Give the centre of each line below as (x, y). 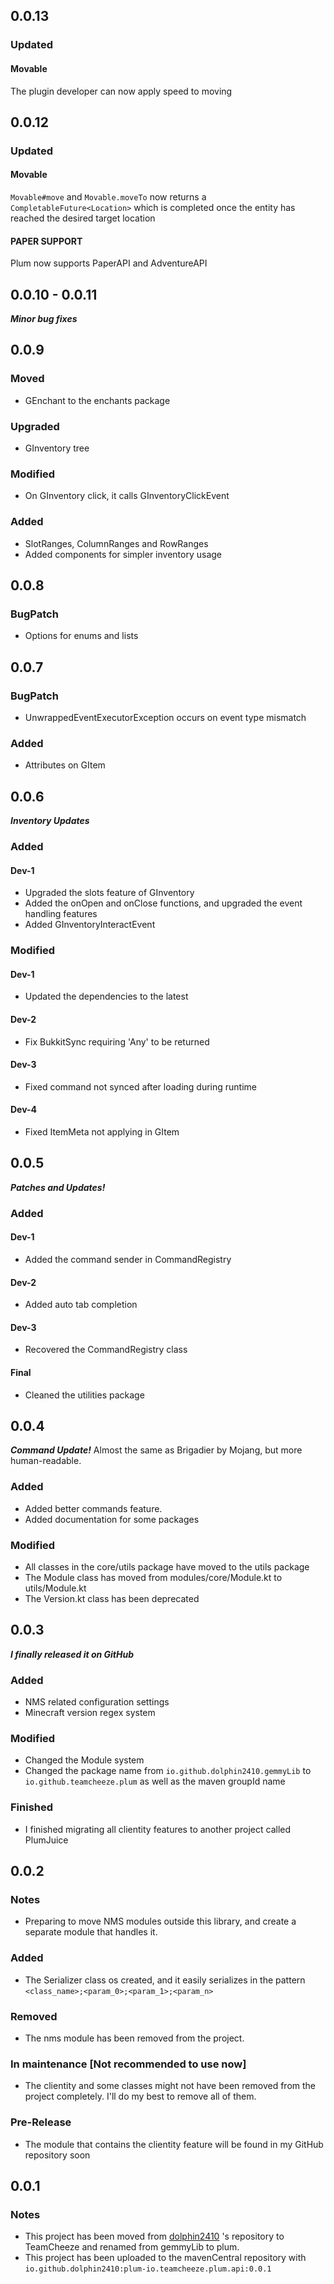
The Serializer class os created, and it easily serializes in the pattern (165, 1980)
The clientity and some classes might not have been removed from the (170, 2086)
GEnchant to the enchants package (97, 400)
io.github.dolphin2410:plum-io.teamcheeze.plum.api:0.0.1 (148, 2269)
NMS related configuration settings (97, 1702)
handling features (61, 914)
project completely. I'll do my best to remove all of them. (140, 2096)
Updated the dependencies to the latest (106, 996)
